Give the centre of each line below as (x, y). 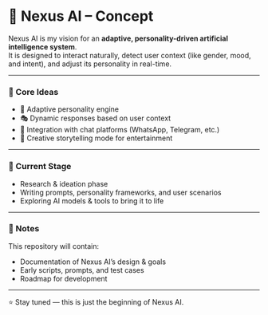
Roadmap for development (63, 278)
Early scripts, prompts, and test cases (82, 270)
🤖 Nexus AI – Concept (81, 16)
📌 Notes (24, 229)
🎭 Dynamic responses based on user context (95, 118)
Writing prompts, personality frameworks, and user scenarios (120, 192)
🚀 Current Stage (40, 167)
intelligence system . (43, 46)
